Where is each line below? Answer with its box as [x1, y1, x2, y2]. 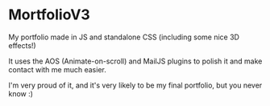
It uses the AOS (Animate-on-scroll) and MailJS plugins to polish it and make [8, 56, 263, 66]
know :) [8, 88, 34, 98]
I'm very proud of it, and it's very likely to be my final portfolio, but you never [8, 80, 263, 90]
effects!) [8, 40, 36, 50]
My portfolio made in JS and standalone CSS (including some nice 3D [8, 32, 240, 42]
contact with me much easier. [8, 64, 106, 74]
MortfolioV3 [8, 6, 90, 24]
